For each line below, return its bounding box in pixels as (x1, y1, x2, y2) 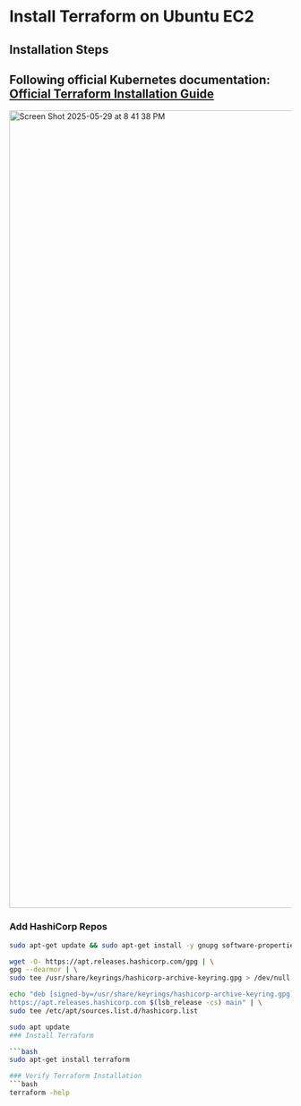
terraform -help (9, 1088, 70, 1098)
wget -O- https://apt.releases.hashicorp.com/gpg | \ (9, 956, 215, 966)
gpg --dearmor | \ (9, 965, 78, 974)
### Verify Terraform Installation (9, 1072, 142, 1081)
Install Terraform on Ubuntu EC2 (9, 6, 254, 27)
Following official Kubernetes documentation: (9, 72, 271, 87)
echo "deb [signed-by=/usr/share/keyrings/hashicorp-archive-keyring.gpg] (9, 990, 295, 999)
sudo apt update (9, 1023, 70, 1032)
